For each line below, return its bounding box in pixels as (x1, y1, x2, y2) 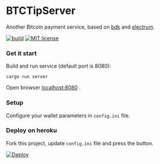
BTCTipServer (6, 4, 76, 18)
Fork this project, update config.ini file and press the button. (6, 139, 154, 146)
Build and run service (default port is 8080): (6, 62, 112, 69)
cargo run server (6, 74, 48, 80)
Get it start (6, 49, 37, 57)
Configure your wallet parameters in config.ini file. (6, 112, 130, 119)
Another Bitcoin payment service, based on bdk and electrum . (6, 23, 155, 30)
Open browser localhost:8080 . (6, 84, 81, 91)
